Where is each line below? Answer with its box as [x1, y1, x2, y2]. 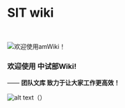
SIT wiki [7, 5, 54, 21]
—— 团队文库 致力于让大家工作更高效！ [7, 79, 120, 87]
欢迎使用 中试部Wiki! [7, 61, 77, 71]
